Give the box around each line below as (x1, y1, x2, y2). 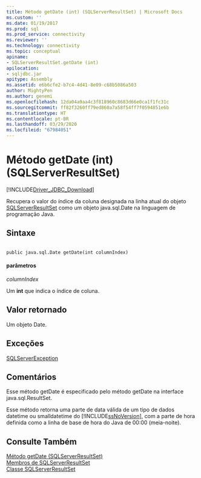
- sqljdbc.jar (6, 71, 42, 77)
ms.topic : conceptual (6, 48, 61, 54)
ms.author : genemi (6, 93, 53, 99)
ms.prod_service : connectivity (6, 31, 85, 38)
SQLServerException (6, 355, 59, 362)
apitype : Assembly (6, 76, 53, 82)
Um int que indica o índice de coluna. (6, 287, 100, 294)
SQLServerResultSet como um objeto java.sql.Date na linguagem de (6, 204, 176, 211)
